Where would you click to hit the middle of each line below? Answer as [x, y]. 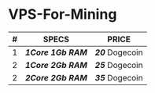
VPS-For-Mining [63, 14]
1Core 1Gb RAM [56, 52]
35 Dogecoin [119, 77]
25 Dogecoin [119, 65]
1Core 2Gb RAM [56, 65]
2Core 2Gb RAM [56, 77]
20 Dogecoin [119, 52]
